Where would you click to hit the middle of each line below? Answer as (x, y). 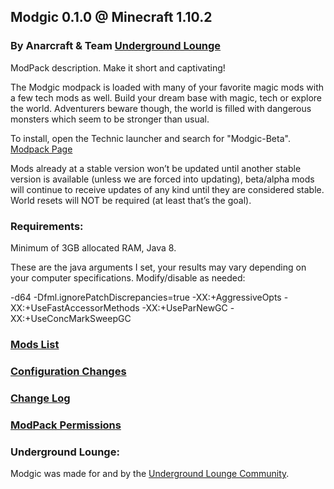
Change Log (40, 398)
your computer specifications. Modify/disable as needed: (128, 277)
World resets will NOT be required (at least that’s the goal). (131, 200)
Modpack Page (41, 149)
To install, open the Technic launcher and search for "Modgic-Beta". (150, 138)
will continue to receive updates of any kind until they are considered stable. (167, 189)
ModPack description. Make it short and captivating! (118, 67)
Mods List (35, 344)
